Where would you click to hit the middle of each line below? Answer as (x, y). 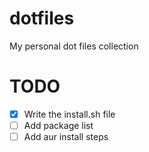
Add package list (58, 125)
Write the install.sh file (69, 114)
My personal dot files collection (74, 46)
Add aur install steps (66, 136)
